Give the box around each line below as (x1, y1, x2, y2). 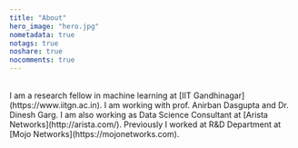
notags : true (9, 38, 59, 48)
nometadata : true (9, 30, 75, 39)
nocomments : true (9, 55, 75, 64)
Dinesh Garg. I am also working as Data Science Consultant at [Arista (9, 110, 268, 120)
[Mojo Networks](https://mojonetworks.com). (9, 129, 180, 139)
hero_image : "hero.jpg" (9, 22, 100, 31)
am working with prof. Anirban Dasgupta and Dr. (108, 100, 289, 110)
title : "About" (9, 13, 67, 23)
